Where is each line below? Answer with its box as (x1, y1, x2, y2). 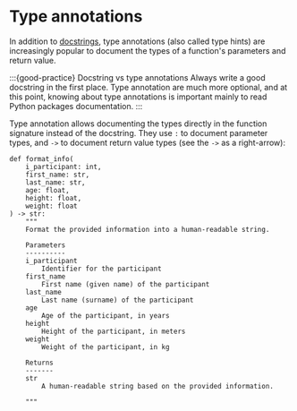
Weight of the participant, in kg (41, 342, 170, 351)
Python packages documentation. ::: (9, 100, 143, 111)
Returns (25, 358, 54, 367)
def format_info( (9, 154, 74, 163)
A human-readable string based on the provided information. (41, 381, 275, 390)
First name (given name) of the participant (41, 279, 210, 288)
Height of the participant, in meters (41, 327, 186, 336)
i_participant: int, (25, 162, 102, 171)
